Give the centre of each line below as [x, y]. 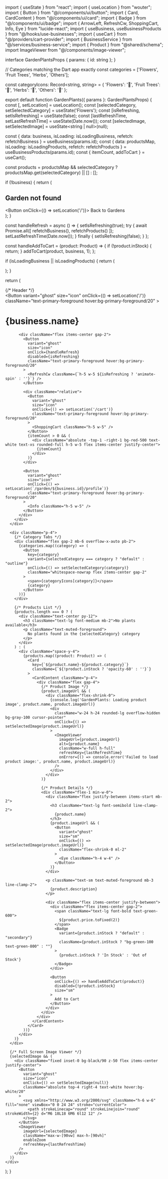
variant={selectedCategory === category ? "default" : [86, 559]
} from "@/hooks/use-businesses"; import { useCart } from [66, 34]
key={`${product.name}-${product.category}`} [80, 664]
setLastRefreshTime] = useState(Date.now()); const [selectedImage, [76, 121]
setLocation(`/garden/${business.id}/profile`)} [57, 488]
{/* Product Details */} [67, 788]
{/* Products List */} [38, 607]
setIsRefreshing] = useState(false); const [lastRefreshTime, [66, 116]
